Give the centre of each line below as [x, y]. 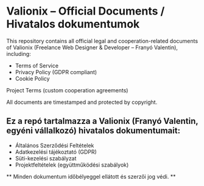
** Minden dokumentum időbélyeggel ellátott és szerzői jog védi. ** [91, 176]
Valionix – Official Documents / [86, 11]
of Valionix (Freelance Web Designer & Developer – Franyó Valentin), [92, 47]
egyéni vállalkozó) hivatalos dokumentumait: [93, 131]
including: [19, 53]
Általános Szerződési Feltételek [55, 145]
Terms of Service [37, 66]
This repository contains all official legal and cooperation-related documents [102, 41]
